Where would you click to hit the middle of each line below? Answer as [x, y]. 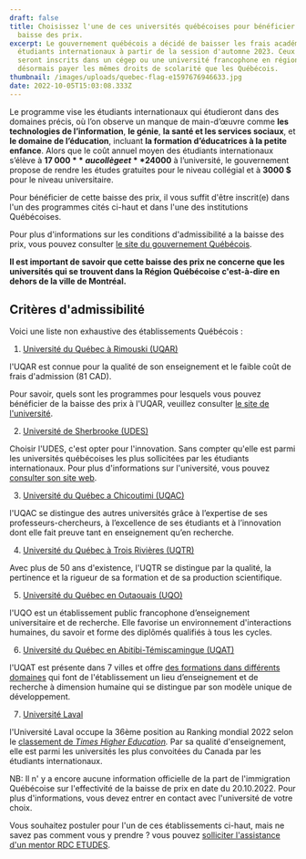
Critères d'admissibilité [77, 310]
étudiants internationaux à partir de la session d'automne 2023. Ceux [157, 52]
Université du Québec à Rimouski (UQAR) [100, 349]
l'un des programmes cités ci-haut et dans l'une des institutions [129, 207]
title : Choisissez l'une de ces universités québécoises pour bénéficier [153, 26]
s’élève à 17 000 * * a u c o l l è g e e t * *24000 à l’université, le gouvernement [149, 160]
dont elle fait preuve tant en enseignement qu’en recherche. [122, 533]
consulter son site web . [53, 478]
